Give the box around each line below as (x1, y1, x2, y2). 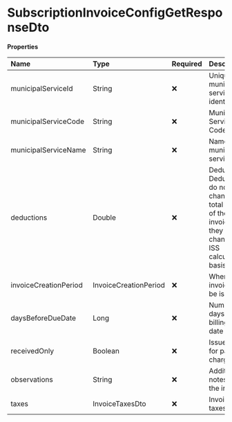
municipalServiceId (10, 83, 73, 93)
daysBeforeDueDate (10, 313, 77, 323)
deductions (10, 213, 48, 222)
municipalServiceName (10, 145, 86, 155)
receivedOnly (10, 346, 54, 355)
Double (93, 213, 116, 222)
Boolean (93, 346, 119, 355)
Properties (7, 42, 39, 51)
